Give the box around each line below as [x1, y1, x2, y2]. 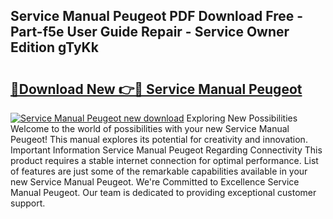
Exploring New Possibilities [186, 112, 298, 124]
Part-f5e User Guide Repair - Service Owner [10, 24, 290, 41]
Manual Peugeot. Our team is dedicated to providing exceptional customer [10, 187, 317, 198]
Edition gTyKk [10, 39, 99, 56]
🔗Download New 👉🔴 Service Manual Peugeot [10, 80, 303, 98]
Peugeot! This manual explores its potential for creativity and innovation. [10, 134, 308, 145]
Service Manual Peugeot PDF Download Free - [10, 8, 304, 25]
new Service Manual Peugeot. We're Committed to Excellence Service [10, 176, 300, 188]
